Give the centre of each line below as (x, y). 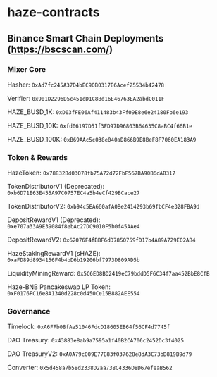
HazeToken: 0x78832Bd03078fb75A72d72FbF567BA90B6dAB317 (92, 173)
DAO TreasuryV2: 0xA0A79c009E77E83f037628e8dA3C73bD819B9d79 (100, 354)
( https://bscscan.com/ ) (60, 49)
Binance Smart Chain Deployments (86, 38)
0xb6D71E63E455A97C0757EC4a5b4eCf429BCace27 (74, 193)
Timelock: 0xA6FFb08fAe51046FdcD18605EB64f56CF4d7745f (89, 327)
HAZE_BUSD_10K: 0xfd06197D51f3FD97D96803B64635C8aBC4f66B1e (100, 125)
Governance (29, 311)
